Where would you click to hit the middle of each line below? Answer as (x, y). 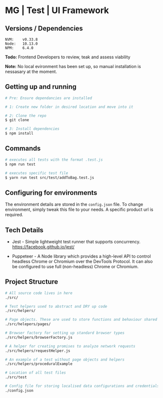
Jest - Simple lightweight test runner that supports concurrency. (76, 242)
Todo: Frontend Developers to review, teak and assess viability (68, 57)
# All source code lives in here (39, 293)
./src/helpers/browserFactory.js (39, 337)
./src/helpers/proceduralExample (39, 364)
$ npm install (19, 134)
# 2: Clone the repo (26, 116)
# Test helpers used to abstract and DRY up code (56, 306)
